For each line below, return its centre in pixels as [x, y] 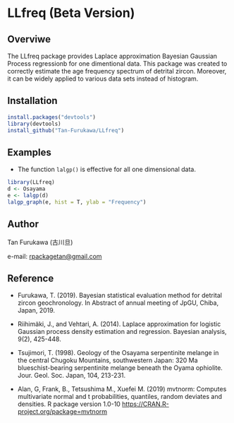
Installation [32, 101]
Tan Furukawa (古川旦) [40, 242]
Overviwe [29, 39]
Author [23, 224]
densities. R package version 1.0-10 [69, 404]
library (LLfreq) [31, 182]
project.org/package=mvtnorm [62, 412]
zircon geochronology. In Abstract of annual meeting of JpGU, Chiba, [118, 303]
